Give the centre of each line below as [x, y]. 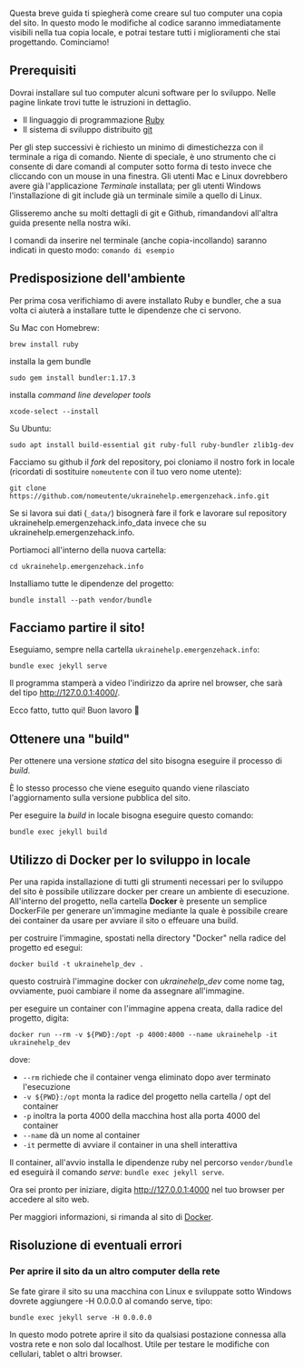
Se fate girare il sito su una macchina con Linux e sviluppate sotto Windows [151, 1291]
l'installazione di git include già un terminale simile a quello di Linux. [136, 195]
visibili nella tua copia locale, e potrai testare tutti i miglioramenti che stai [145, 32]
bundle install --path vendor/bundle [81, 600]
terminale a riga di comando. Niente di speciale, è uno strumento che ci [143, 156]
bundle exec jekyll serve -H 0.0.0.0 [81, 1317]
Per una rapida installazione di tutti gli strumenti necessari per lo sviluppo [147, 882]
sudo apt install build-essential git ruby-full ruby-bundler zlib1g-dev [152, 444]
